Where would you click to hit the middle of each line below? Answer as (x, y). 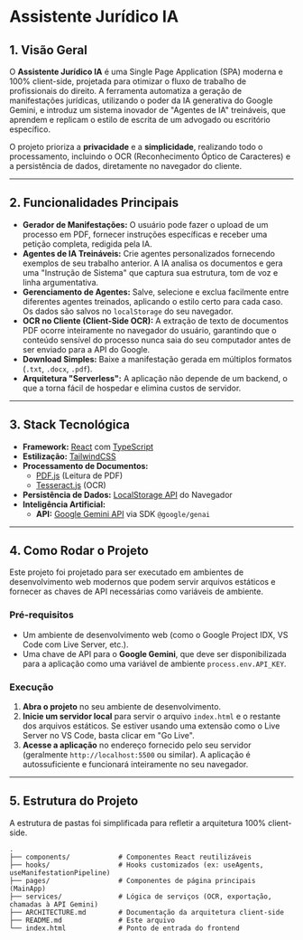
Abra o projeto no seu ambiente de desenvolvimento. (122, 707)
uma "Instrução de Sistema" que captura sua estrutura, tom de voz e (150, 272)
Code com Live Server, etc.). (75, 644)
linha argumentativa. (60, 282)
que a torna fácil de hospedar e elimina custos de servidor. (132, 388)
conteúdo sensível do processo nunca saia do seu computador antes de (156, 340)
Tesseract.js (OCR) (71, 484)
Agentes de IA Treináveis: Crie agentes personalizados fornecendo (148, 253)
